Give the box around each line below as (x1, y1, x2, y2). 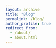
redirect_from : (5, 26, 38, 31)
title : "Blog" (5, 12, 36, 17)
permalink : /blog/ (5, 16, 44, 21)
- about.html (10, 35, 38, 40)
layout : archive (5, 7, 40, 12)
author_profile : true (5, 21, 51, 26)
